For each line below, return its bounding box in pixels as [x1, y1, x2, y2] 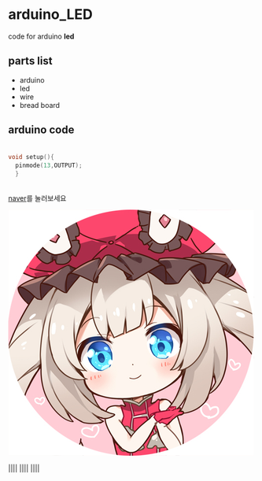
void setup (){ [8, 154, 55, 161]
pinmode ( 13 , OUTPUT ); [15, 161, 83, 170]
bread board [19, 100, 61, 109]
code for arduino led [8, 31, 75, 41]
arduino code [8, 124, 75, 137]
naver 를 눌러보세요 [8, 193, 67, 202]
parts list [8, 54, 53, 68]
